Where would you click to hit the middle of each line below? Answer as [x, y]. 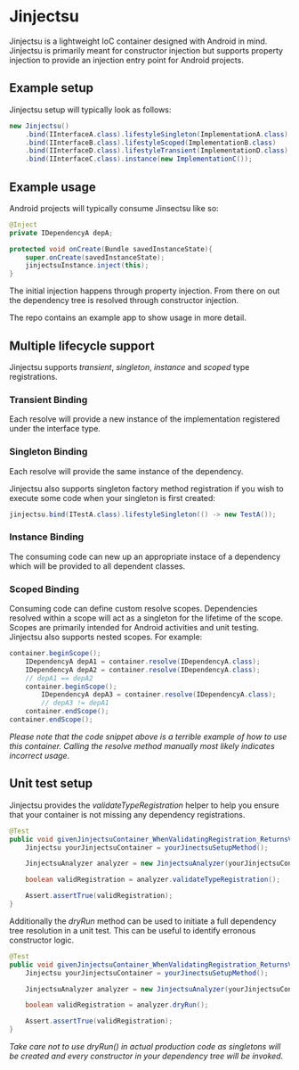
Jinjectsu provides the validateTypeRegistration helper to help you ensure [144, 805]
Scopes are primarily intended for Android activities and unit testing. [134, 628]
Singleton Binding [48, 452]
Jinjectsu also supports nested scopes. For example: [106, 637]
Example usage [53, 187]
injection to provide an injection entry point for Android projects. [127, 60]
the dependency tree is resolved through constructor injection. [124, 300]
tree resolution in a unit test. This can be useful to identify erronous [133, 930]
